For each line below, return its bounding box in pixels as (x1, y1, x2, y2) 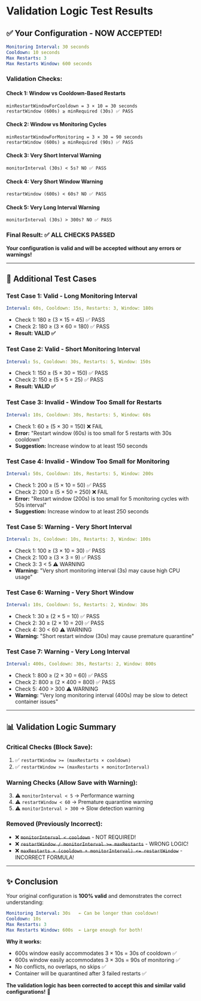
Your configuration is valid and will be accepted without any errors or (6, 244, 182, 252)
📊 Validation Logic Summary (6, 722, 117, 732)
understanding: (6, 899, 44, 906)
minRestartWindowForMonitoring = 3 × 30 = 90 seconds (6, 134, 144, 140)
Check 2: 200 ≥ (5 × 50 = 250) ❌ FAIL (14, 488, 109, 495)
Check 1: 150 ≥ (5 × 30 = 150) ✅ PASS (14, 370, 109, 377)
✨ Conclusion (6, 876, 59, 887)
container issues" (14, 698, 59, 705)
